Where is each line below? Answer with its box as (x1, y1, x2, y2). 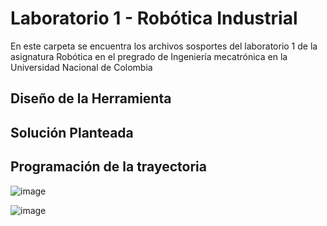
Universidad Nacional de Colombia (10, 61, 153, 73)
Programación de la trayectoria (10, 158, 207, 176)
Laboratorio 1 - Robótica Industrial (10, 7, 298, 30)
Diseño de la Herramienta (10, 90, 172, 107)
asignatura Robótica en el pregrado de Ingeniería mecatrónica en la (10, 50, 288, 62)
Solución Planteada (10, 124, 134, 141)
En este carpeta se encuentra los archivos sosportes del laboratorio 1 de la (10, 40, 318, 52)
